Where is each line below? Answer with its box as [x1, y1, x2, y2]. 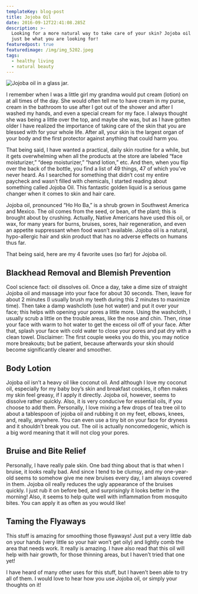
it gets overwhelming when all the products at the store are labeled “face [6, 153, 183, 160]
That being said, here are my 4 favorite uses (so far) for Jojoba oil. [6, 251, 167, 258]
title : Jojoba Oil [6, 14, 51, 20]
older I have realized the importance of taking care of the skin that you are [6, 122, 186, 130]
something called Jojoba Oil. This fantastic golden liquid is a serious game [6, 184, 187, 191]
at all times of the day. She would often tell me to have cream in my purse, [6, 97, 186, 104]
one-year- [164, 468, 189, 475]
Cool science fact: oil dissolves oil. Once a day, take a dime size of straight [6, 284, 187, 291]
